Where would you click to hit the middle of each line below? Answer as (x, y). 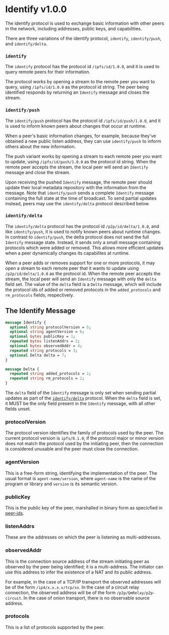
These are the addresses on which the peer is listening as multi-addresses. (83, 537)
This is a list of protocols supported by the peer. (55, 627)
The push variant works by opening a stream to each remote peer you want (83, 156)
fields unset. (18, 409)
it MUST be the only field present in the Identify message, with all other (80, 403)
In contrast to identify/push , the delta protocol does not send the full (77, 237)
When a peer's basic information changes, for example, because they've (81, 136)
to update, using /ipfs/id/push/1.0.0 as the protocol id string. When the (81, 161)
